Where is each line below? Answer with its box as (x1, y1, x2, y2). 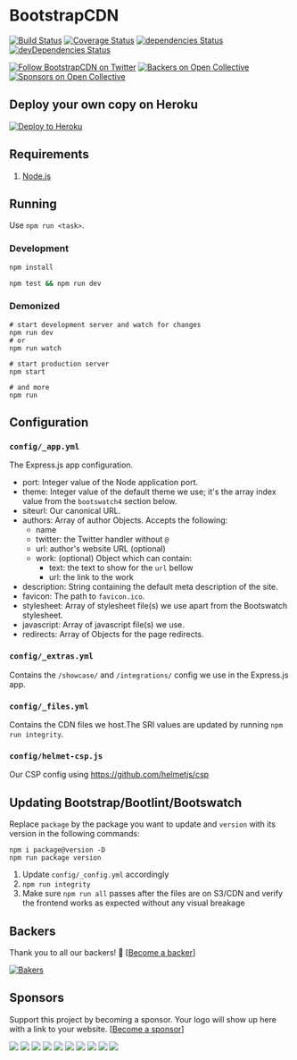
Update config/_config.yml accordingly (21, 869, 169, 880)
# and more (9, 383, 50, 391)
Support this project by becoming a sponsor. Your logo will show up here (9, 1014, 276, 1024)
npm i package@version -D (9, 845, 105, 854)
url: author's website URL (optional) (35, 543, 167, 554)
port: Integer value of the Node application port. (21, 477, 199, 488)
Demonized (9, 300, 61, 313)
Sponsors (9, 990, 64, 1005)
